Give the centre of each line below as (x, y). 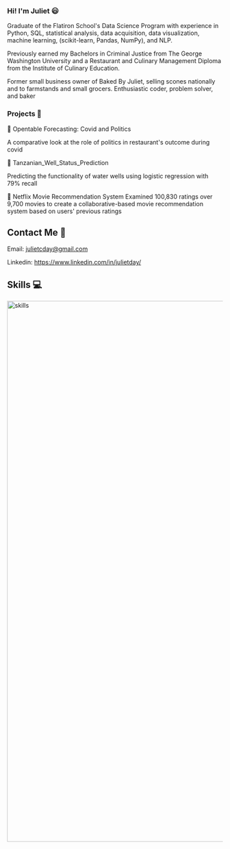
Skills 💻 (25, 285)
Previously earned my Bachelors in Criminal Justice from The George (105, 53)
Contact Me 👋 (37, 232)
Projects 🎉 (25, 114)
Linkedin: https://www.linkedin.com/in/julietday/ (74, 262)
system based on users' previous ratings (64, 211)
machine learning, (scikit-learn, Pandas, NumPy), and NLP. (90, 40)
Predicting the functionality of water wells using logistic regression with (108, 176)
